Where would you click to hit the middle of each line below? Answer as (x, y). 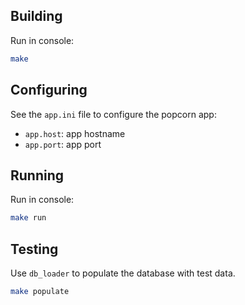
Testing (34, 249)
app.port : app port (63, 144)
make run (28, 218)
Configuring (49, 90)
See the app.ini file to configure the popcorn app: (113, 114)
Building (36, 16)
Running (37, 175)
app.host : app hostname (75, 133)
